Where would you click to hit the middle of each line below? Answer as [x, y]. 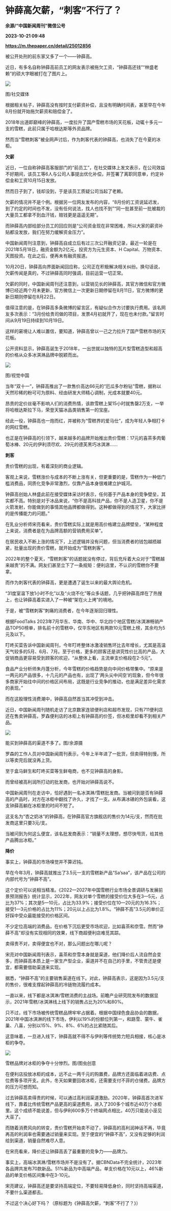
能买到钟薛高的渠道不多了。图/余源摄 [44, 743]
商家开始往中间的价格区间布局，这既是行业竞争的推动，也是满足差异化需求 [88, 681]
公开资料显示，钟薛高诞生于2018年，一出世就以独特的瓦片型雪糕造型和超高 [84, 348]
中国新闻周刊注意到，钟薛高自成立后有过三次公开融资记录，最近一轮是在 [81, 243]
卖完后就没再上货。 [34, 760]
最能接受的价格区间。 [50, 915]
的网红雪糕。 [19, 427]
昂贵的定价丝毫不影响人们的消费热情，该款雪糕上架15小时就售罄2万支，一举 [85, 403]
